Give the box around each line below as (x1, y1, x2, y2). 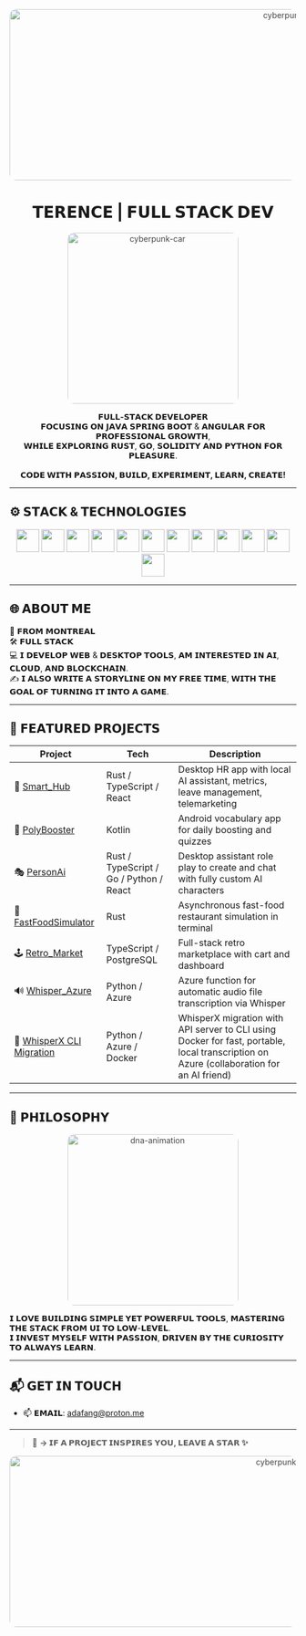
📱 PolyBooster (14, 824, 76, 837)
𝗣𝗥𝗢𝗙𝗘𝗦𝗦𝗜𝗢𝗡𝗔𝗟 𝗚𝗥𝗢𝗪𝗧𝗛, (95, 430, 211, 442)
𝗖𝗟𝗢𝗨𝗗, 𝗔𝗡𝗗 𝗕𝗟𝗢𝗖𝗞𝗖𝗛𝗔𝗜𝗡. (9, 662, 129, 673)
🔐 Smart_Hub (14, 780, 71, 793)
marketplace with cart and (178, 948, 291, 961)
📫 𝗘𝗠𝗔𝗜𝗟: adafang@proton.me (22, 1408, 145, 1418)
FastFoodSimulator (14, 916, 95, 929)
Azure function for (178, 974, 257, 987)
